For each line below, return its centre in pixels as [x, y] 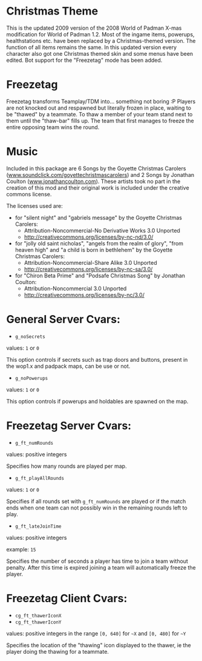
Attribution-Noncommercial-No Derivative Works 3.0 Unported [102, 230]
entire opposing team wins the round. [53, 127]
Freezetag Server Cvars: [69, 426]
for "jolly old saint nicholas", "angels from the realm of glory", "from [99, 243]
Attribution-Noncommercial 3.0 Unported [75, 288]
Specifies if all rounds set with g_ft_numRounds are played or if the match [96, 501]
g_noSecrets [30, 337]
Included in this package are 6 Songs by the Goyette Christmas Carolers [96, 168]
